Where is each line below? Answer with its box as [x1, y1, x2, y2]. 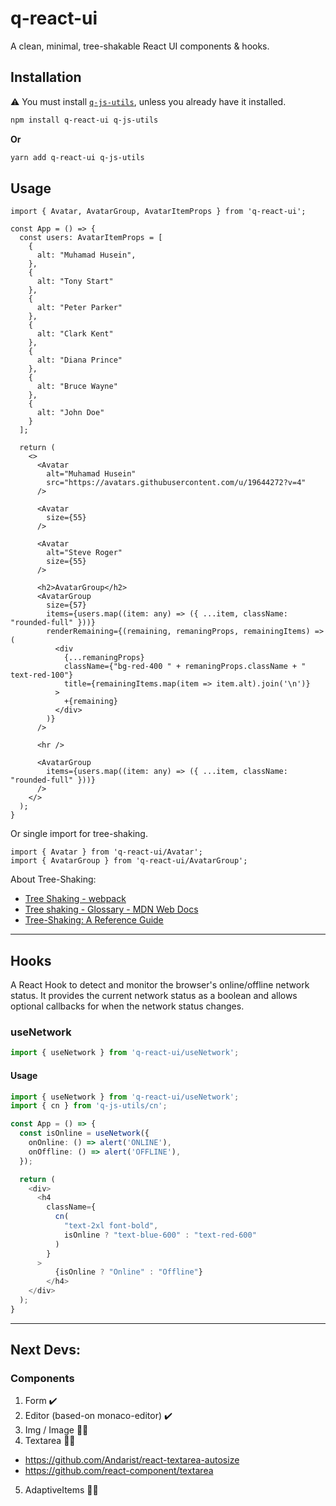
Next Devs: [10, 1342, 81, 1359]
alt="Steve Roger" [46, 548, 123, 558]
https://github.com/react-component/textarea [24, 1465, 214, 1477]
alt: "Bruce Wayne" [36, 382, 118, 392]
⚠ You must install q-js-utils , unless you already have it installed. [10, 95, 287, 107]
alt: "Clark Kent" [36, 329, 114, 339]
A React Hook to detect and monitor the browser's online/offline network [10, 979, 310, 991]
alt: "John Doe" [36, 408, 105, 418]
